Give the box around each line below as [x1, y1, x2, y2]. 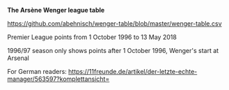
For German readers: [7, 68, 68, 75]
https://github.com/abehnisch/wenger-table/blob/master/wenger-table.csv [7, 20, 222, 27]
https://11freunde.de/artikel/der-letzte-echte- [68, 68, 198, 75]
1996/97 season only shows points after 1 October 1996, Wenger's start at [7, 47, 219, 54]
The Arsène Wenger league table [7, 6, 105, 14]
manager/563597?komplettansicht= [7, 75, 110, 83]
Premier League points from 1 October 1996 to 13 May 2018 [7, 33, 177, 41]
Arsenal [7, 54, 30, 62]
